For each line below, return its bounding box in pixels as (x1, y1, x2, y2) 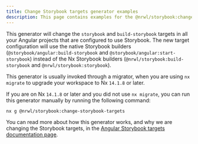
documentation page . (6, 131, 58, 138)
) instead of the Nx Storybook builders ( (29, 55, 126, 62)
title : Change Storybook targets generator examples (6, 8, 138, 15)
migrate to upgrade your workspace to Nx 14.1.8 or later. (6, 79, 146, 86)
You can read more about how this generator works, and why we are (6, 119, 173, 126)
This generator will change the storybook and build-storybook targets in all (6, 30, 188, 37)
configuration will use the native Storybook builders (6, 42, 131, 50)
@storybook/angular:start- (110, 50, 176, 56)
